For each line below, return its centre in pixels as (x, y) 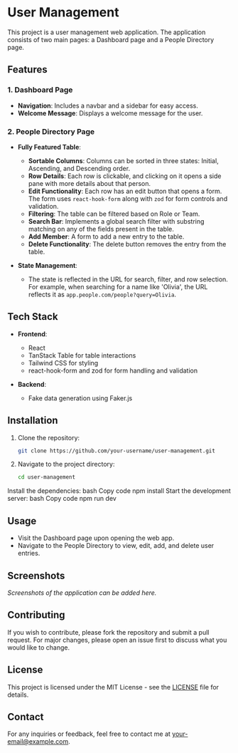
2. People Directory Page (51, 131)
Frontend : (32, 334)
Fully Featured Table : (49, 147)
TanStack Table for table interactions (82, 355)
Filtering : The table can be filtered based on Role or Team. (114, 214)
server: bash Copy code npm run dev (62, 499)
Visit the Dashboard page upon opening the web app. (96, 538)
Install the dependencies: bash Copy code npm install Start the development (119, 491)
